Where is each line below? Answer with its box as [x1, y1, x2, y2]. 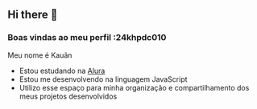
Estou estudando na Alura [19, 66, 106, 75]
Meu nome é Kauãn [7, 50, 73, 60]
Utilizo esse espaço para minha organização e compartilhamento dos [19, 83, 250, 92]
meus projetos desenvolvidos [19, 91, 118, 101]
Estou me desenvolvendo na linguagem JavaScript [19, 74, 188, 84]
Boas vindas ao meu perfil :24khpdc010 [7, 32, 167, 43]
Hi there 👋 [7, 8, 58, 22]
